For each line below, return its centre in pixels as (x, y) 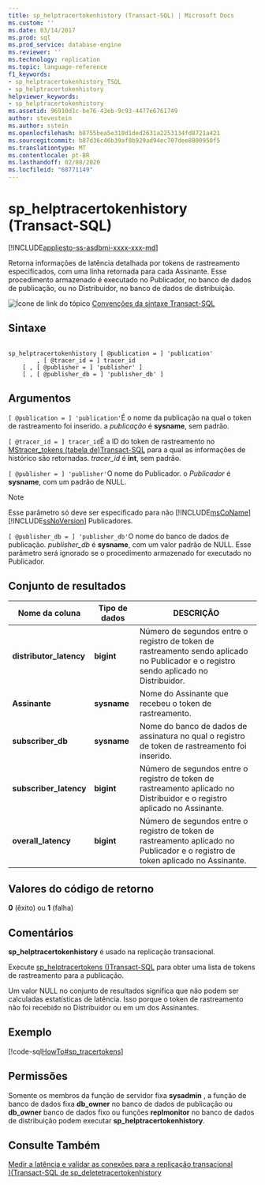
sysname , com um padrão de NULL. (67, 481)
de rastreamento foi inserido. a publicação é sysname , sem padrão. (119, 426)
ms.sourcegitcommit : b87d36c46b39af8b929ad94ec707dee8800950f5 (114, 140)
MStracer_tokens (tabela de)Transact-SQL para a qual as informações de (127, 449)
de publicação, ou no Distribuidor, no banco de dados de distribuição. (121, 288)
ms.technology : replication (54, 60)
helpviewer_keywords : (44, 96)
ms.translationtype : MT (47, 148)
